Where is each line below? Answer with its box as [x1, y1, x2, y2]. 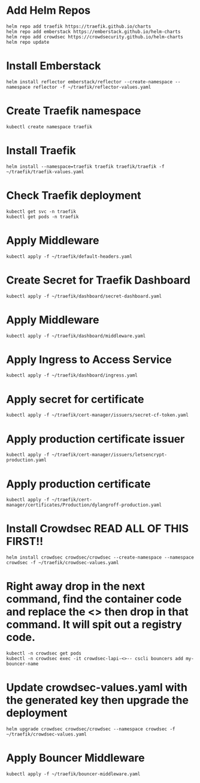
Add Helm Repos [6, 4, 91, 17]
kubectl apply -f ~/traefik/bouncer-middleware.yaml [6, 771, 141, 777]
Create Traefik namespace [6, 104, 141, 118]
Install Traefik [6, 144, 76, 157]
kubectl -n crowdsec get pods [6, 651, 82, 656]
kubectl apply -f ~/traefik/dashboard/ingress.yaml [6, 372, 138, 378]
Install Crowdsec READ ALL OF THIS [6, 522, 189, 535]
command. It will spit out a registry [6, 618, 183, 631]
